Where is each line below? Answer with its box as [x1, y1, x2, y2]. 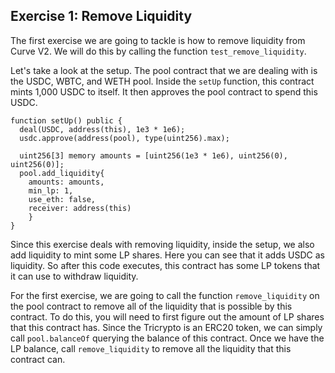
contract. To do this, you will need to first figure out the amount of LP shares [10, 310, 325, 323]
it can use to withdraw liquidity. [10, 270, 139, 282]
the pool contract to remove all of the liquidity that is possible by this [10, 300, 293, 312]
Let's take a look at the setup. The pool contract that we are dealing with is [10, 64, 318, 76]
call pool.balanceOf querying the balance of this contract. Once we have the [10, 332, 325, 344]
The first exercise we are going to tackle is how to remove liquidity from [10, 34, 306, 46]
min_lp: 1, [28, 185, 74, 196]
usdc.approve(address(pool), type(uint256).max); [19, 133, 230, 143]
